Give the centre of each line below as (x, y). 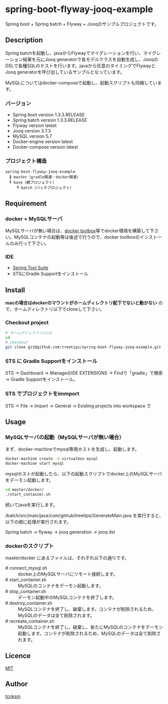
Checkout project (27, 323)
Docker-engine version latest (43, 142)
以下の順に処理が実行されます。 (38, 521)
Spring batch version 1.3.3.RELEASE (50, 120)
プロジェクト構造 (26, 161)
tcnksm (13, 696)
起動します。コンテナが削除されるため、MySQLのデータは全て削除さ (89, 634)
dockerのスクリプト (30, 546)
